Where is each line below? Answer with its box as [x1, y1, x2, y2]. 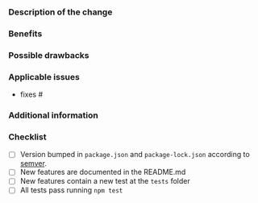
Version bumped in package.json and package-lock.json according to [19, 150, 250, 159]
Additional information [8, 110, 99, 121]
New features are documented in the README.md [19, 168, 186, 177]
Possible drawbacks [8, 49, 90, 60]
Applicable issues [8, 71, 81, 82]
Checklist [8, 131, 47, 143]
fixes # [19, 89, 44, 99]
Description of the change [8, 6, 113, 18]
